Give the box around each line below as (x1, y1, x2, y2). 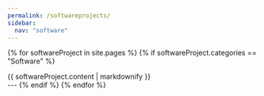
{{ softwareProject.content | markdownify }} (7, 72, 151, 82)
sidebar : (7, 19, 36, 27)
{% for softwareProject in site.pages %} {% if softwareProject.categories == (7, 48, 257, 58)
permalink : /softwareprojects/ (7, 11, 111, 20)
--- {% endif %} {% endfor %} (7, 80, 106, 90)
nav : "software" (14, 26, 68, 34)
